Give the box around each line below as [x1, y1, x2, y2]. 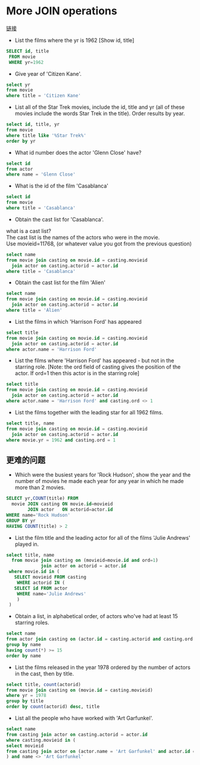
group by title [6, 698, 44, 704]
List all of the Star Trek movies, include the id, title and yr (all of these [14, 103, 185, 111]
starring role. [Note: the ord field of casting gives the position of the [14, 363, 181, 371]
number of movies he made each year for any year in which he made [14, 478, 184, 485]
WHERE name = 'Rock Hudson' [6, 512, 70, 518]
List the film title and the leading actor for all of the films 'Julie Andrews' [14, 534, 190, 541]
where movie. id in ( [8, 569, 60, 574]
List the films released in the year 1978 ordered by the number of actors [14, 663, 190, 671]
